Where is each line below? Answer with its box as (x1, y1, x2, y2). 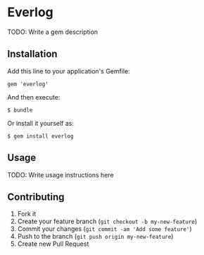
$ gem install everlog (7, 132, 74, 140)
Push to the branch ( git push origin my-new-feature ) (17, 232, 174, 241)
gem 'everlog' (7, 81, 49, 88)
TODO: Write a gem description (7, 28, 98, 36)
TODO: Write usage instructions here (7, 170, 114, 179)
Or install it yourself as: (7, 119, 74, 127)
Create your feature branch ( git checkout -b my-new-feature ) (17, 217, 198, 226)
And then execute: (7, 93, 60, 101)
